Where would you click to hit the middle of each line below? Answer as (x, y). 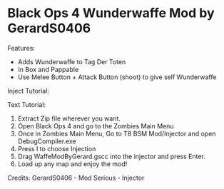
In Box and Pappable (48, 69)
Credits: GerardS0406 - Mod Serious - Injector (76, 178)
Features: (21, 48)
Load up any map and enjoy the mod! (72, 164)
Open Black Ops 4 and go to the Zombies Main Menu (96, 126)
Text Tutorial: (27, 104)
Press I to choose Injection (57, 148)
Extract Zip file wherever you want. (69, 118)
